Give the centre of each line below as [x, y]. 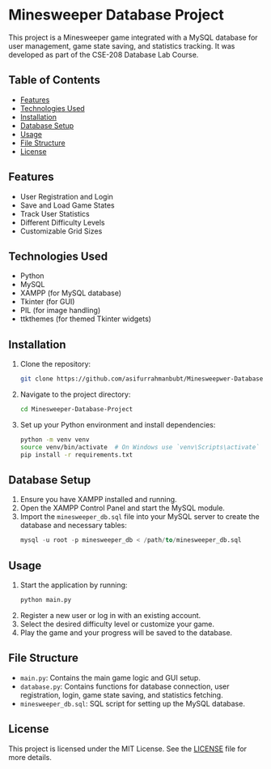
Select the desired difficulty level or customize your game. [117, 624]
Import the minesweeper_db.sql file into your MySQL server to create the [140, 517]
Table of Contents [55, 80]
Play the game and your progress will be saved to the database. [126, 632]
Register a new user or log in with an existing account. [110, 615]
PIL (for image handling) [60, 311]
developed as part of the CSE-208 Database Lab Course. [104, 54]
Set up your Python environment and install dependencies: [118, 424]
